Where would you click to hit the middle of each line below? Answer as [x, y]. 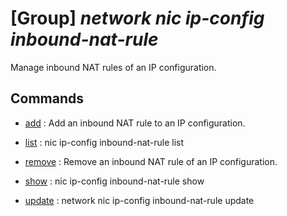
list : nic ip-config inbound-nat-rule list [104, 142]
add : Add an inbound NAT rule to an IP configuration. [135, 123]
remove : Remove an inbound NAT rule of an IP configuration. [151, 161]
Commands [47, 98]
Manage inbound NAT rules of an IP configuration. [113, 67]
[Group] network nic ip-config [137, 18]
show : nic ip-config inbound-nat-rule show [114, 181]
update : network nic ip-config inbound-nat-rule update [139, 200]
